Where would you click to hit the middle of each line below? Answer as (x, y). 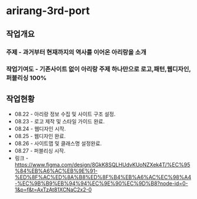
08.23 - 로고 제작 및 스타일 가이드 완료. (59, 122)
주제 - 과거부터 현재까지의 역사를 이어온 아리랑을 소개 (76, 52)
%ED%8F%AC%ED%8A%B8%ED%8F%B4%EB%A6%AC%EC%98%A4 (103, 177)
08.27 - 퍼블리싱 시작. (40, 151)
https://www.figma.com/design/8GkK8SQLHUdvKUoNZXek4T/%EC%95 (102, 165)
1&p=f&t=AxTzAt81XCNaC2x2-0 (53, 190)
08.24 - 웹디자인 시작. (40, 129)
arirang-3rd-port (48, 11)
